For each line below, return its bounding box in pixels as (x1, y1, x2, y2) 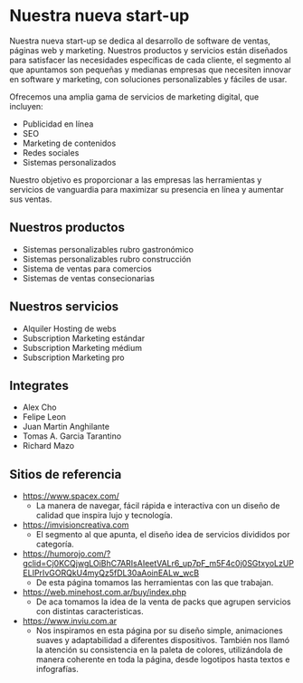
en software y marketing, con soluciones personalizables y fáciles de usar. (9, 73, 288, 84)
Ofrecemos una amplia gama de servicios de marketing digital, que (9, 91, 260, 102)
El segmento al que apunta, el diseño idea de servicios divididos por (35, 529, 291, 540)
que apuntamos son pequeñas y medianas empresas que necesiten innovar (9, 64, 292, 75)
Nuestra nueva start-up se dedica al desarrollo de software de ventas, (9, 35, 271, 46)
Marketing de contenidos (22, 138, 117, 148)
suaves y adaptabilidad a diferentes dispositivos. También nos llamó (35, 635, 290, 646)
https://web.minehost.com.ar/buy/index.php (22, 587, 187, 598)
